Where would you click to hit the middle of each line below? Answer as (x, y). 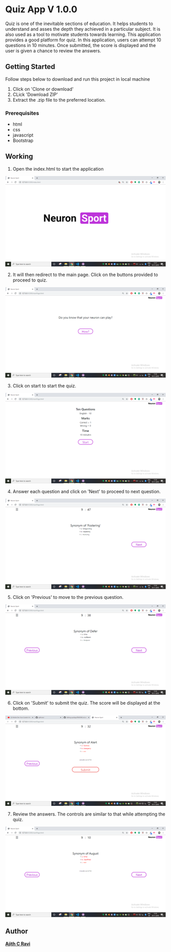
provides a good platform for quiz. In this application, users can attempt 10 (83, 40)
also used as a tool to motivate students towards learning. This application (83, 34)
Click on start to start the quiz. (44, 386)
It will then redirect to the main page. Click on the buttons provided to (85, 274)
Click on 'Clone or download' (43, 89)
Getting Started (30, 67)
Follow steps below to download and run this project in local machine (78, 79)
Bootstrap (23, 141)
